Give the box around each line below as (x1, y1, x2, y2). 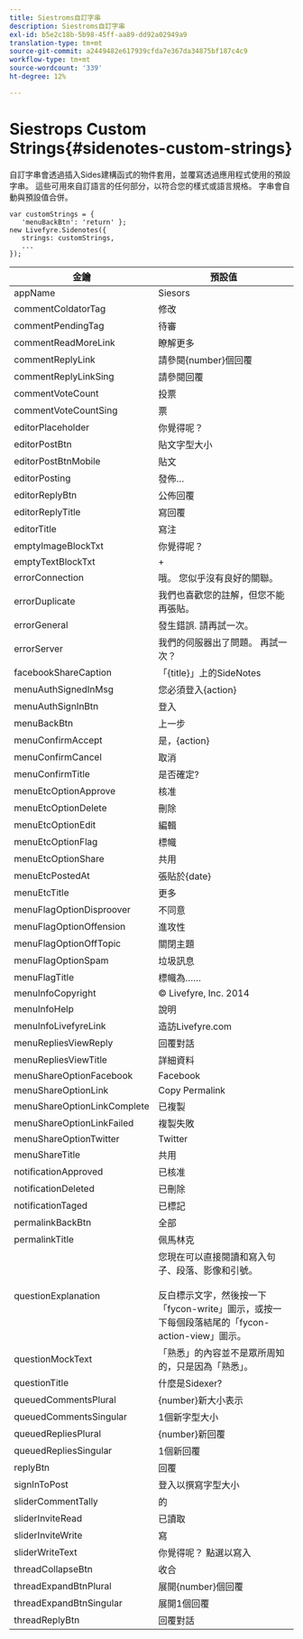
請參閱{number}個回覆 (158, 353, 252, 366)
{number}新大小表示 (158, 1393, 243, 1406)
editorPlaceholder (14, 421, 90, 434)
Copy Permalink (158, 1083, 225, 1096)
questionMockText (14, 1353, 93, 1365)
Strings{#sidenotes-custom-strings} (9, 137, 293, 158)
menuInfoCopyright (14, 987, 96, 999)
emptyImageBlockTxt (14, 539, 104, 552)
